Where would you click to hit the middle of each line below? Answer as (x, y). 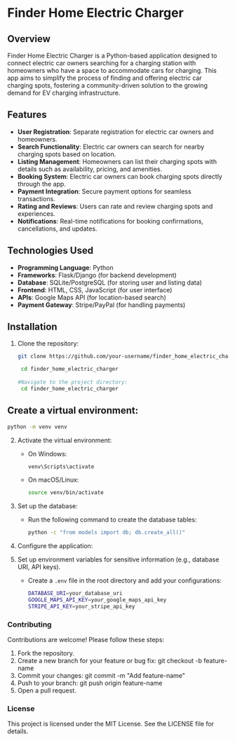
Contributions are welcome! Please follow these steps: (86, 640)
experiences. (36, 213)
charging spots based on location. (67, 154)
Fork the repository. (46, 653)
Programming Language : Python (65, 267)
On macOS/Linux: (53, 480)
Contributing (29, 624)
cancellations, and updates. (57, 229)
